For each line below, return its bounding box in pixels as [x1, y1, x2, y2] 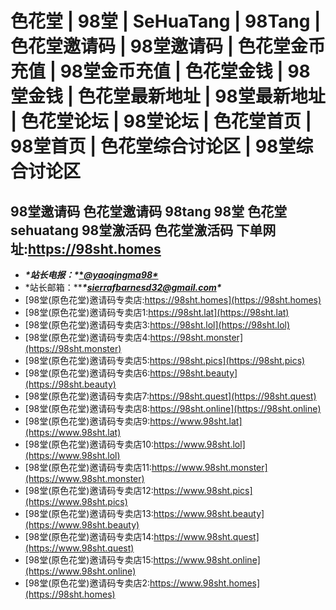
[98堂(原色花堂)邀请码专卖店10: [24, 438, 155, 450]
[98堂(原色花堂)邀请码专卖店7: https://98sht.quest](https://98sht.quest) [24, 390, 317, 402]
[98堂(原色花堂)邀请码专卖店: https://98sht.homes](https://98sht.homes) [24, 294, 322, 306]
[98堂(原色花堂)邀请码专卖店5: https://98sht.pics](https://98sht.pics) [24, 355, 306, 366]
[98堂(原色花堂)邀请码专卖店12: [24, 485, 154, 496]
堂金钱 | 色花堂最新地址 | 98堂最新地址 [10, 85, 326, 108]
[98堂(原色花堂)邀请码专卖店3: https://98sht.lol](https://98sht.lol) [24, 319, 291, 331]
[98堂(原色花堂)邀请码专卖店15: [24, 554, 154, 566]
